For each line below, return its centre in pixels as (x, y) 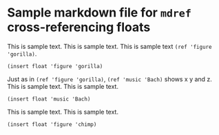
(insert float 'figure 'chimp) (52, 124)
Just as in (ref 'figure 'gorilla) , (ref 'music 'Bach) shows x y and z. (109, 79)
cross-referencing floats (79, 27)
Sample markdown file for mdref (99, 13)
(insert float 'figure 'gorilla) (55, 66)
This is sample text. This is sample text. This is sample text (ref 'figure (109, 46)
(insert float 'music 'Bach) (49, 99)
